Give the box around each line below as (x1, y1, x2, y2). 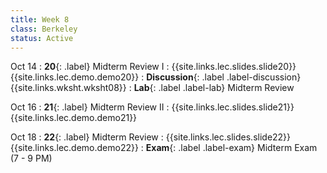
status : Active (10, 33, 74, 43)
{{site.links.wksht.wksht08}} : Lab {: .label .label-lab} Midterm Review (10, 82, 295, 94)
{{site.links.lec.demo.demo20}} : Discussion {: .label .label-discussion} (10, 71, 302, 83)
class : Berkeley (10, 24, 78, 34)
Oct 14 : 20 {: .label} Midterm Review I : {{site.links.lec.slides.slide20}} (10, 61, 297, 73)
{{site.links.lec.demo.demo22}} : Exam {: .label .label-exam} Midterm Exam (10, 142, 318, 154)
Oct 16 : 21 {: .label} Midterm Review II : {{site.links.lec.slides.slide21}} (10, 101, 295, 113)
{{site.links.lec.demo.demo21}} (10, 112, 138, 124)
